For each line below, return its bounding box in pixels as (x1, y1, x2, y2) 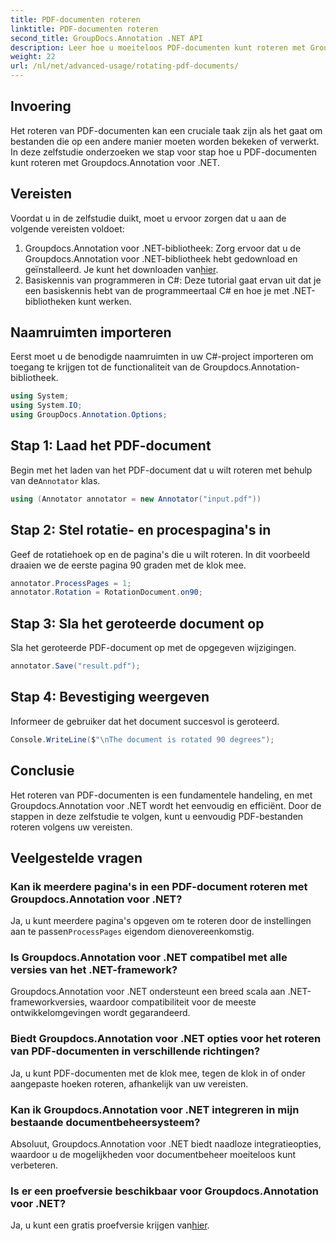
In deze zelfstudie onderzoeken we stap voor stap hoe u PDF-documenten (10, 146, 318, 158)
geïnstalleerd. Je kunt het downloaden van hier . (24, 263, 219, 275)
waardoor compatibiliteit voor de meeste (89, 996, 257, 1008)
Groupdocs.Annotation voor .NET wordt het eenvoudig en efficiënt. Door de (10, 799, 322, 811)
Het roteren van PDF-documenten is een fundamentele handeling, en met (10, 789, 313, 801)
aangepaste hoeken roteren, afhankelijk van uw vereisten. (10, 1077, 249, 1090)
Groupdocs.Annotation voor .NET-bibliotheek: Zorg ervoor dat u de (24, 242, 302, 254)
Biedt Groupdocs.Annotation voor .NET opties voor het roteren (10, 1032, 322, 1046)
